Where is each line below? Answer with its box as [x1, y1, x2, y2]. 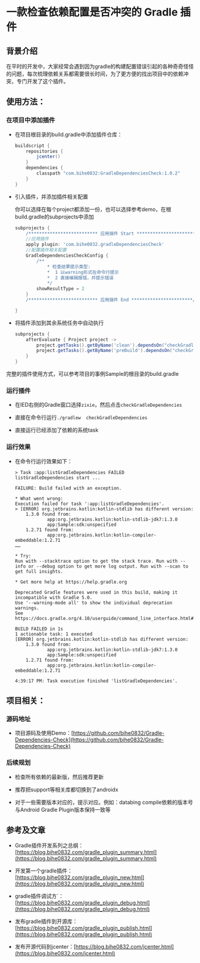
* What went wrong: [14, 495, 64, 501]
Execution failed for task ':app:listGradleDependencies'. [14, 501, 165, 507]
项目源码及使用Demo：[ [14, 730, 73, 737]
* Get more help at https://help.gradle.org [14, 579, 127, 585]
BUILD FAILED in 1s [14, 626, 64, 632]
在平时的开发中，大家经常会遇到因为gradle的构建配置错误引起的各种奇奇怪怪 [6, 63, 194, 70]
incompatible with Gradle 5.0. [14, 594, 93, 600]
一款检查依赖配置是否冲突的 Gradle [6, 5, 178, 19]
